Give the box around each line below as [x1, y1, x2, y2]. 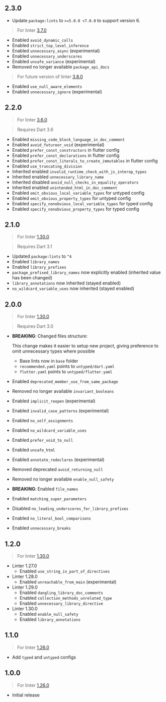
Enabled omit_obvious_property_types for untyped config [12, 195, 131, 201]
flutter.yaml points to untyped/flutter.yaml [19, 369, 113, 375]
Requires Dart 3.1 [17, 244, 52, 250]
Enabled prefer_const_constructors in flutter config [12, 147, 120, 153]
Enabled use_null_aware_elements [12, 83, 82, 89]
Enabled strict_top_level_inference [12, 42, 89, 48]
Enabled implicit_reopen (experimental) [12, 398, 96, 404]
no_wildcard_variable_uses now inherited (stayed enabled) [12, 285, 134, 291]
